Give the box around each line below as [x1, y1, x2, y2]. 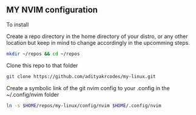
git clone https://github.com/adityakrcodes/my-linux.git [6, 73, 156, 79]
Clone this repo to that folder [6, 62, 78, 69]
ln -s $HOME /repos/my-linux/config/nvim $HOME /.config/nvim [6, 102, 162, 108]
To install [6, 21, 29, 28]
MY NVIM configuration [6, 5, 98, 15]
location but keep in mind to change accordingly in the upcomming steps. [6, 39, 190, 46]
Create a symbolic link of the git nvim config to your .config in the [6, 84, 170, 91]
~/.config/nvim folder [6, 91, 59, 98]
